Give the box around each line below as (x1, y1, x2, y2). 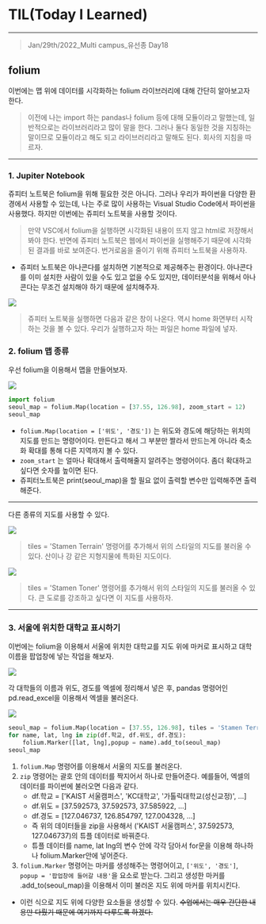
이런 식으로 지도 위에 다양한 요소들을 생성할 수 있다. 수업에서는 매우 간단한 (19, 897, 248, 907)
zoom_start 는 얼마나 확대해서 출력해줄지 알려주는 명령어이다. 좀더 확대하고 (19, 455, 252, 465)
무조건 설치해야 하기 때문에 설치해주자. (40, 282, 160, 292)
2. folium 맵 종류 (8, 345, 70, 356)
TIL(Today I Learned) (8, 6, 148, 24)
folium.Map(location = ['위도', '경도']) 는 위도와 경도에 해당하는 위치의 (19, 426, 251, 435)
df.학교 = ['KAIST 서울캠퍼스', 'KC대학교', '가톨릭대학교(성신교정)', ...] (31, 791, 247, 800)
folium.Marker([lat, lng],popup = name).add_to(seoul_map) (22, 739, 222, 747)
